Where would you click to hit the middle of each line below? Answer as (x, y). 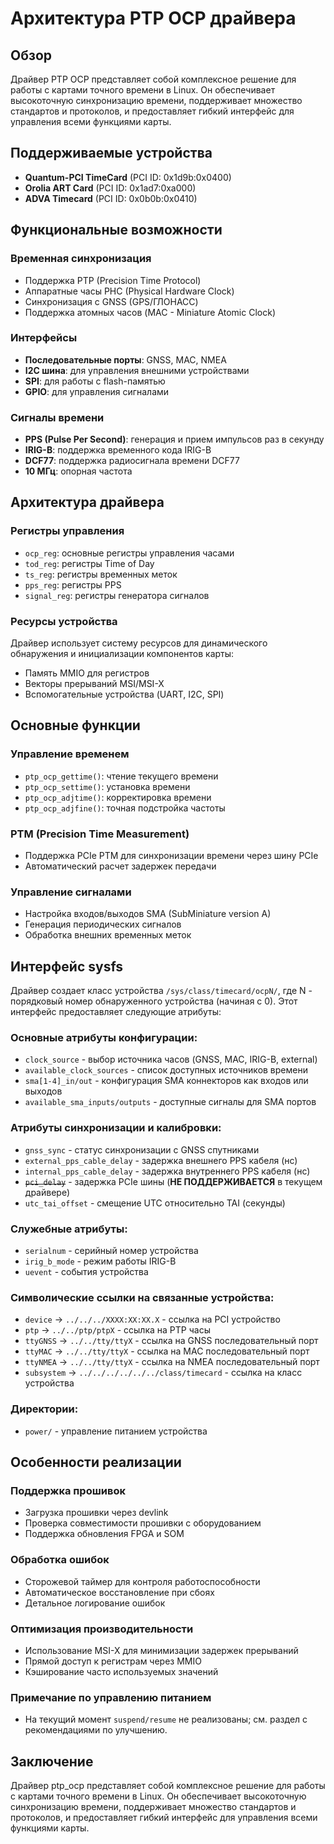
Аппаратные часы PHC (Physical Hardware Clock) (129, 291)
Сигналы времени (57, 417)
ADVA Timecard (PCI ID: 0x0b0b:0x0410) (111, 198)
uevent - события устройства (86, 1272)
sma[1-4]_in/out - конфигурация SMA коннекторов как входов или (166, 1081)
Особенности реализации (96, 1462)
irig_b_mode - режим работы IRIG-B (100, 1261)
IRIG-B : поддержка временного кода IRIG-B (118, 450)
